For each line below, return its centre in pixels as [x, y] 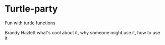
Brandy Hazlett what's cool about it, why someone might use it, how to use [82, 32]
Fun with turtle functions [30, 23]
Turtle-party [31, 9]
